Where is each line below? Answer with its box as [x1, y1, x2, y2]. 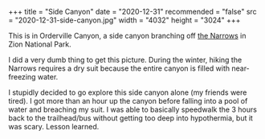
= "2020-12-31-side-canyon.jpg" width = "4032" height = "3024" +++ [8, 15, 241, 25]
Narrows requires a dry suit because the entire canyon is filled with [8, 63, 230, 73]
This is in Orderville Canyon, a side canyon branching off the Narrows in [8, 31, 247, 40]
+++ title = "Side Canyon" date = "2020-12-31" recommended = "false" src [8, 7, 257, 16]
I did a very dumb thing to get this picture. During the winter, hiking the [8, 55, 243, 64]
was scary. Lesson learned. [8, 122, 100, 131]
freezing [8, 72, 36, 81]
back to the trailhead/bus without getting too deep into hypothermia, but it [8, 113, 253, 123]
